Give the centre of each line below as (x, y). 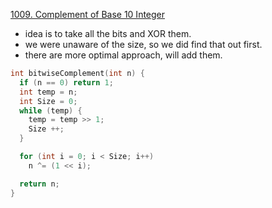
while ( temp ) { (51, 110)
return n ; (39, 184)
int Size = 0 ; (48, 101)
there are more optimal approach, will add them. (123, 55)
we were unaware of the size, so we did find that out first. (143, 44)
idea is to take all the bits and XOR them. (108, 33)
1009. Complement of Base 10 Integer (88, 14)
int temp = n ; (48, 92)
